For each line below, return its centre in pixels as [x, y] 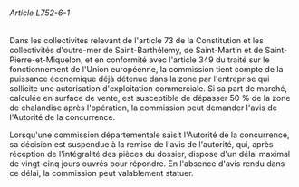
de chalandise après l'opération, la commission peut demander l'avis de [144, 108]
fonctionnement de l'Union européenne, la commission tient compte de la [146, 70]
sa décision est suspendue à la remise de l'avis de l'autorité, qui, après [141, 145]
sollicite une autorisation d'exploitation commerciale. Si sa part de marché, [149, 89]
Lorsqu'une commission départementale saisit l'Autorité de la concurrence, [149, 135]
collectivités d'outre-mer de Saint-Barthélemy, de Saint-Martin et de [136, 51]
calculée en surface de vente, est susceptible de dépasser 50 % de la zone [150, 98]
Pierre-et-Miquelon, [46, 60]
